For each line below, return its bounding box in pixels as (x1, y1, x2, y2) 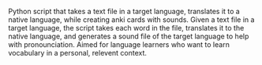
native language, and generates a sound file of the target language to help (8, 31, 249, 41)
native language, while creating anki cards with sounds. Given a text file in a (8, 15, 255, 24)
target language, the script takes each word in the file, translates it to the (8, 23, 245, 32)
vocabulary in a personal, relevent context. (8, 49, 148, 57)
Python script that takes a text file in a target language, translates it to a (8, 7, 241, 16)
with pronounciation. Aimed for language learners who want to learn (8, 40, 230, 49)
